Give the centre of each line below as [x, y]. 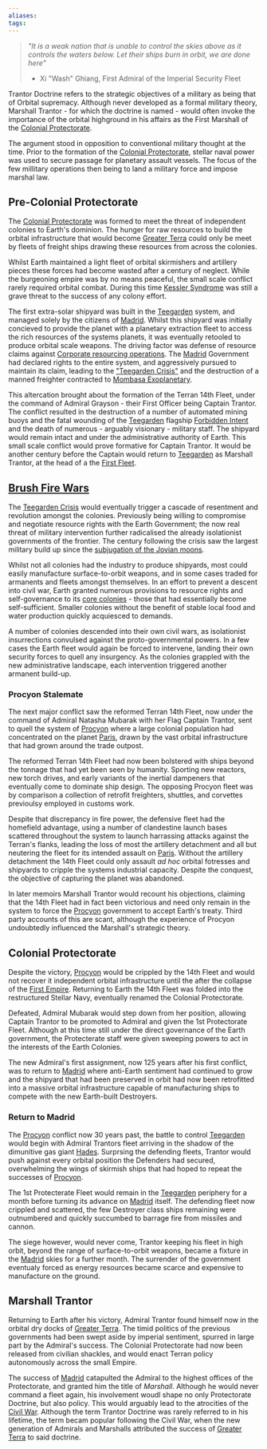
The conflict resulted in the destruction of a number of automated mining [128, 412]
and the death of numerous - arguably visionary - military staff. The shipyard [134, 429]
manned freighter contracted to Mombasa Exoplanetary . [100, 379]
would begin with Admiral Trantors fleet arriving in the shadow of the [121, 1143]
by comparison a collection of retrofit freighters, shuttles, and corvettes [126, 795]
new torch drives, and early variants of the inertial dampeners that [117, 778]
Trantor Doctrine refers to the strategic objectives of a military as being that [132, 93]
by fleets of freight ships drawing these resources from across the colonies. [133, 247]
